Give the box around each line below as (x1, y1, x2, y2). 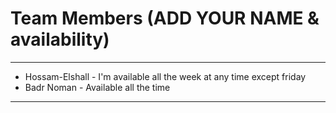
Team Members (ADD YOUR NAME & (10, 7, 320, 30)
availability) (10, 28, 110, 51)
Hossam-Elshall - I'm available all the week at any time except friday (24, 70, 307, 82)
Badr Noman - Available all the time (24, 81, 171, 93)
